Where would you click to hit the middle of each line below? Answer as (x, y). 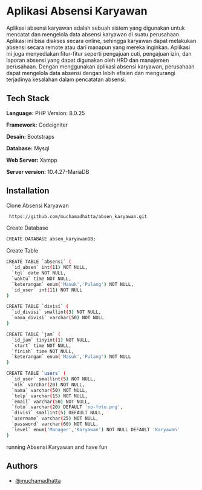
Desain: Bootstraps (31, 136)
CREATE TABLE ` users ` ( (36, 374)
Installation (28, 191)
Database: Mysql (28, 148)
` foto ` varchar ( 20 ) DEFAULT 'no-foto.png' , (67, 407)
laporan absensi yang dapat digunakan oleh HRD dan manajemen (88, 60)
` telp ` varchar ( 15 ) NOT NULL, (50, 396)
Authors (22, 466)
